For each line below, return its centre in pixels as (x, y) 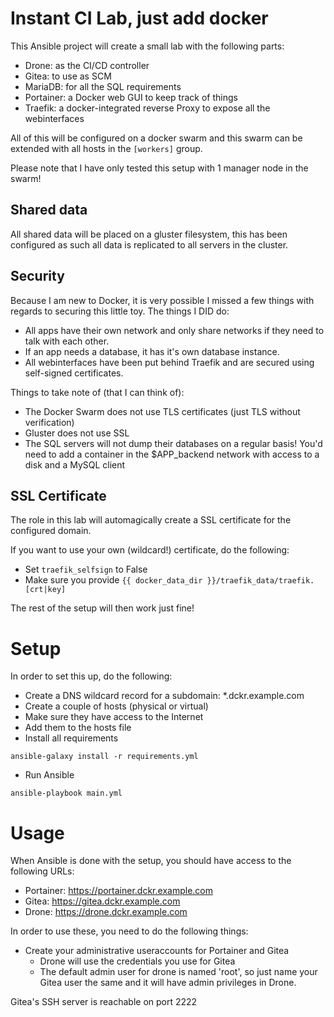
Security (37, 276)
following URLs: (42, 871)
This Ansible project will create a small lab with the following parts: (147, 46)
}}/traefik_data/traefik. (260, 581)
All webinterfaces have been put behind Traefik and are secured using (169, 362)
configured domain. (51, 531)
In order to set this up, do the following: (91, 676)
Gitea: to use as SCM (68, 76)
